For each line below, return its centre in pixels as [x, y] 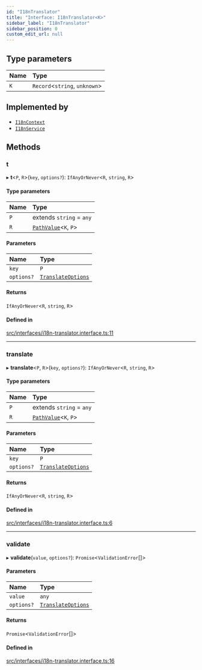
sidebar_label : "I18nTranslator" [48, 23]
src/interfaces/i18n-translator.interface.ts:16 [61, 661]
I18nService [30, 128]
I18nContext [30, 122]
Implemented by [37, 107]
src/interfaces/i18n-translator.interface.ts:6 [60, 523]
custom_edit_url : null [35, 34]
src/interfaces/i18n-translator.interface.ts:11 [60, 333]
